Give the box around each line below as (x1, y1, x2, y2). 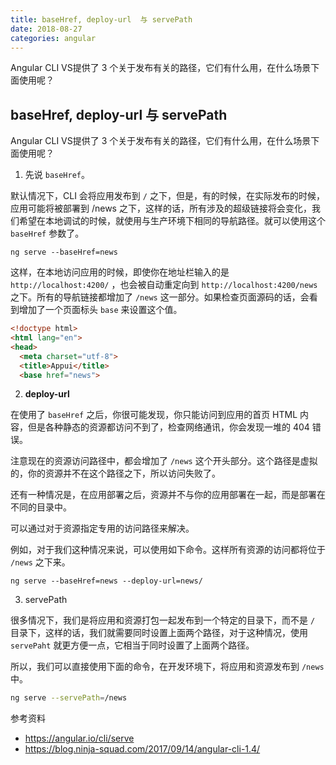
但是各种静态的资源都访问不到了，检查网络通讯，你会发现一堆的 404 (27, 421, 310, 433)
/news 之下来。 (10, 556, 71, 568)
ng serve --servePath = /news (10, 693, 128, 703)
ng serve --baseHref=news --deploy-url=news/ (10, 576, 203, 586)
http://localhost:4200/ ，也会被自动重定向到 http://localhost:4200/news (10, 279, 318, 291)
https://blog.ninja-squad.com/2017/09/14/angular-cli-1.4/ (24, 743, 261, 755)
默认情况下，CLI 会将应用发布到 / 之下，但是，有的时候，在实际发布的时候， (10, 190, 325, 202)
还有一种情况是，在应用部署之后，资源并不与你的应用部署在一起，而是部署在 (10, 489, 326, 501)
